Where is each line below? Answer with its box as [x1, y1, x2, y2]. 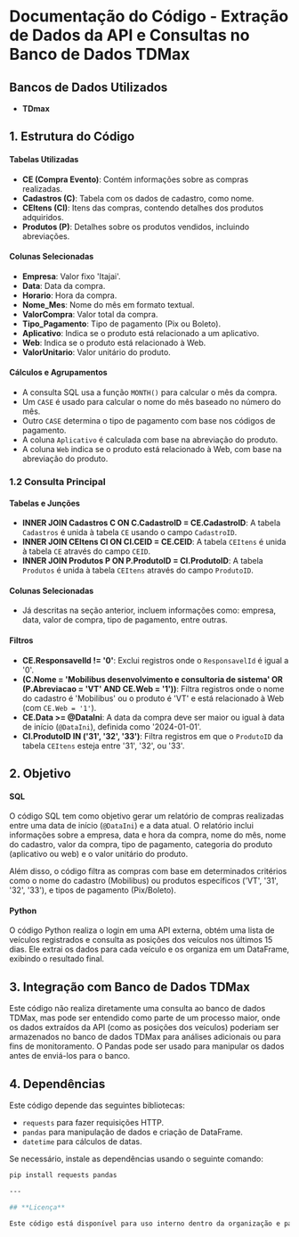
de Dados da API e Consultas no [9, 25, 250, 45]
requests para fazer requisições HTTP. [21, 1117, 165, 1127]
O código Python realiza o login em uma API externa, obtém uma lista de [9, 925, 275, 936]
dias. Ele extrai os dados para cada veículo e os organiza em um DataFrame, [9, 944, 290, 955]
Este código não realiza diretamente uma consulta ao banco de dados [9, 1003, 266, 1014]
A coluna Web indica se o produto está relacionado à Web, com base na [21, 444, 282, 454]
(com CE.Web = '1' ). [21, 702, 97, 713]
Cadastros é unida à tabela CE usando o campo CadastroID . [21, 527, 238, 538]
